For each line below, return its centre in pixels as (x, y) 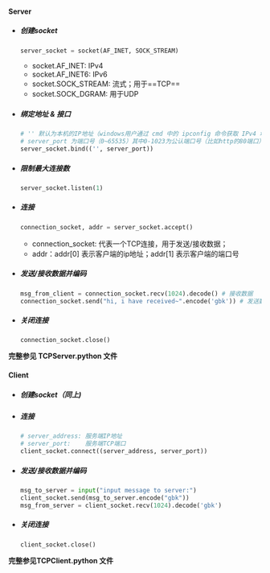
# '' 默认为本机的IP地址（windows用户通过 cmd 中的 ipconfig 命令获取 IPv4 (138, 134)
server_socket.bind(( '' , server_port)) (87, 149)
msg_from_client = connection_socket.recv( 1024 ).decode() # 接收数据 (136, 294)
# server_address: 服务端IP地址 (71, 436)
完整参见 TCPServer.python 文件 (63, 356)
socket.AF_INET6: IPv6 (70, 74)
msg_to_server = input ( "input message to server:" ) (108, 490)
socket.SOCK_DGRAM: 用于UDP (85, 94)
